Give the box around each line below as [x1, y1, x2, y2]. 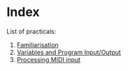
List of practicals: [6, 27, 57, 35]
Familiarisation [16, 40, 59, 49]
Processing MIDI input [16, 55, 81, 63]
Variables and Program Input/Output [16, 48, 122, 56]
